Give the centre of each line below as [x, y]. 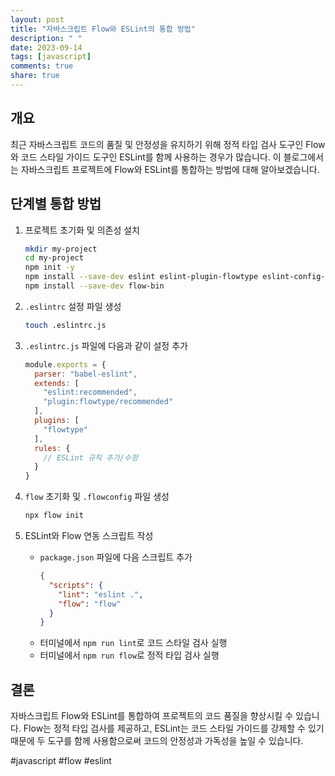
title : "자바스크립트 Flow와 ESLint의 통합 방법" [103, 29]
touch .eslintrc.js [65, 325]
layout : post [37, 19]
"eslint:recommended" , [90, 392]
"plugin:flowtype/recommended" [108, 402]
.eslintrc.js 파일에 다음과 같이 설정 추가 [106, 345]
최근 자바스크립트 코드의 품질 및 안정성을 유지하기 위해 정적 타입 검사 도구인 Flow [168, 144]
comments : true [42, 66]
